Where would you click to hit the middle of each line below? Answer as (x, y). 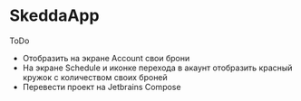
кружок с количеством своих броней (95, 77)
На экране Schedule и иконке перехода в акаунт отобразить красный (157, 68)
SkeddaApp (54, 16)
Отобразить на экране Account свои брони (106, 58)
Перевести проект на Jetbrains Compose (102, 87)
